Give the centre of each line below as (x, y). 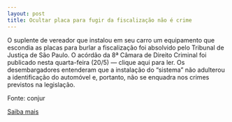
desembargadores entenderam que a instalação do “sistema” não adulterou (116, 70)
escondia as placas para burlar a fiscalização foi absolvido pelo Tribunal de (116, 47)
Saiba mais (23, 112)
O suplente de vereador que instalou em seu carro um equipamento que (111, 40)
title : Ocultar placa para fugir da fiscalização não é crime (100, 20)
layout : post (26, 14)
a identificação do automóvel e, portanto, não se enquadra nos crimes (108, 77)
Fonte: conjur (26, 98)
